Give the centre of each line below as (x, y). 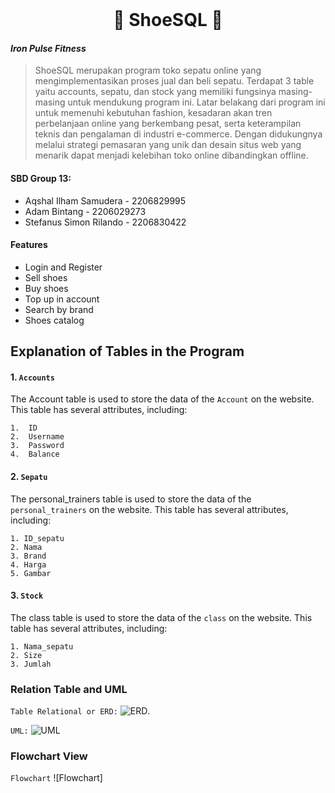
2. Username (37, 437)
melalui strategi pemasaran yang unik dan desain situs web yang (168, 145)
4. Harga (28, 564)
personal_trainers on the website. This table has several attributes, (149, 509)
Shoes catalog (54, 320)
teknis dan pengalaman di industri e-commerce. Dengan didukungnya (178, 134)
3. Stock (27, 595)
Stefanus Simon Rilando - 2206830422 (105, 222)
